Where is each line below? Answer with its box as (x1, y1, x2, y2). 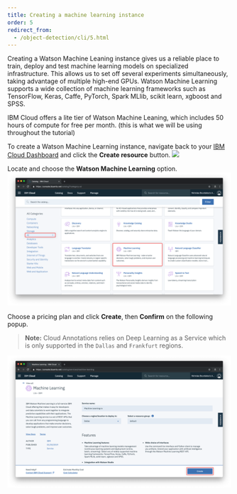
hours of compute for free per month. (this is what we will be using (7, 121, 202, 129)
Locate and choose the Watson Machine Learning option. (7, 164, 177, 173)
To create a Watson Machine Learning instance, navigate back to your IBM (7, 142, 225, 151)
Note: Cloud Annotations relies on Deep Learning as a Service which (24, 333, 226, 342)
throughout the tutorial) (7, 129, 76, 137)
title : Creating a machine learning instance (7, 11, 144, 18)
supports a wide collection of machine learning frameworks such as (7, 85, 206, 93)
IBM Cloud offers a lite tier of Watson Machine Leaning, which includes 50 (7, 114, 224, 122)
